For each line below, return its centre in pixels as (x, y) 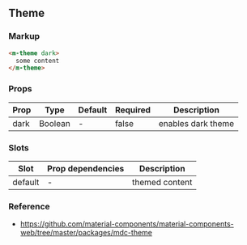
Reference (29, 206)
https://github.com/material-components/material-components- (127, 224)
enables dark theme (196, 123)
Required (133, 110)
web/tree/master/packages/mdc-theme (86, 233)
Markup (24, 36)
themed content (162, 182)
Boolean (55, 123)
